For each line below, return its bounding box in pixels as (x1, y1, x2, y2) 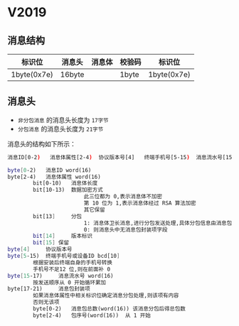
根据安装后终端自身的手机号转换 (33, 259, 112, 266)
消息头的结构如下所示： (7, 139, 76, 148)
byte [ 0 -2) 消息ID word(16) (7, 166, 92, 174)
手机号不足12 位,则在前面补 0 (33, 266, 111, 273)
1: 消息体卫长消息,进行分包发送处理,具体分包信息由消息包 (83, 219, 233, 227)
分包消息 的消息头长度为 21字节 (17, 124, 104, 133)
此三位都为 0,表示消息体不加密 (83, 193, 162, 200)
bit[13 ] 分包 (33, 212, 82, 220)
